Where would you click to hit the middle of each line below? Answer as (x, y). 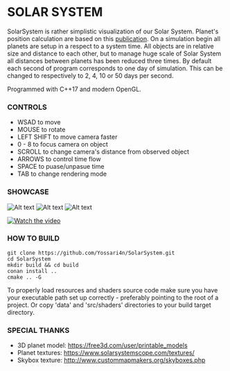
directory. (21, 312)
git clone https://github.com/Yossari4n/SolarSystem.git (91, 253)
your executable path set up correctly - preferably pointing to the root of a (113, 297)
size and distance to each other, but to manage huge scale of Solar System (114, 53)
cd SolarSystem (29, 259)
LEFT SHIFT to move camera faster (67, 137)
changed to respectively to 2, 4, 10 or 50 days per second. (90, 75)
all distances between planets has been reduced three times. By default (109, 60)
